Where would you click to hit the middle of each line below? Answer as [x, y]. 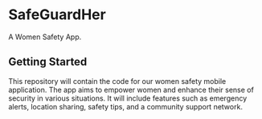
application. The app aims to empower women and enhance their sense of [131, 89]
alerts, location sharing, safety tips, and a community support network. [126, 106]
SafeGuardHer [57, 15]
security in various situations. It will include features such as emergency [128, 98]
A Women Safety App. [45, 37]
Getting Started [48, 62]
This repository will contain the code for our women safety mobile [117, 81]
